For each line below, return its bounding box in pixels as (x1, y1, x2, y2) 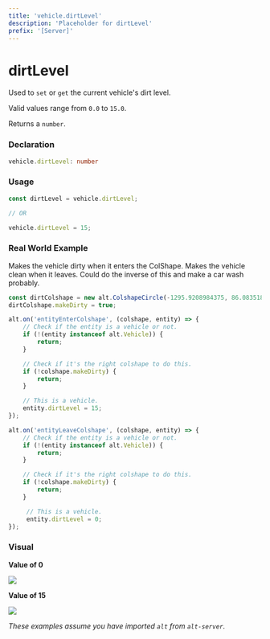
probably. (8, 278, 40, 288)
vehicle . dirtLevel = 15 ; (8, 223, 92, 231)
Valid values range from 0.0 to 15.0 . (8, 104, 127, 113)
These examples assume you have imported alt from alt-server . (8, 621, 226, 631)
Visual (8, 542, 34, 553)
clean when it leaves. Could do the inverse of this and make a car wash (8, 269, 244, 279)
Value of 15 (8, 590, 47, 600)
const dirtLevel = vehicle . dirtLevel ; (8, 195, 138, 203)
